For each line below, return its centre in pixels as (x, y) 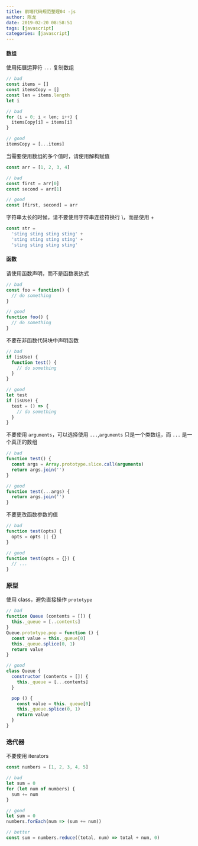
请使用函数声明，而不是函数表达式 (48, 273)
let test (17, 395)
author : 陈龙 (21, 17)
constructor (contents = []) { (50, 677)
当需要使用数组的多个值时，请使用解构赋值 (58, 156)
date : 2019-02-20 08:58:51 (39, 22)
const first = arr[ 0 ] (33, 183)
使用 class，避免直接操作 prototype (49, 600)
